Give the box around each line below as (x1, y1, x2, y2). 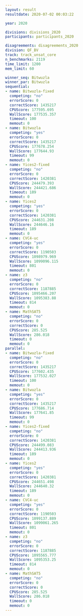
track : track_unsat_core (5, 52, 56, 57)
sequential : (5, 84, 30, 89)
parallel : (5, 346, 26, 351)
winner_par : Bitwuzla (5, 80, 50, 84)
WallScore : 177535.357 (9, 112, 56, 117)
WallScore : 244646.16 (9, 222, 54, 227)
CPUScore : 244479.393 (9, 181, 54, 186)
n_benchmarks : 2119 (5, 57, 45, 62)
